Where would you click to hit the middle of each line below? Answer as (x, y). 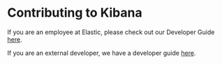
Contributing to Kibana (75, 13)
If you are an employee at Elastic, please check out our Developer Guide (111, 32)
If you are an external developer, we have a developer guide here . (102, 53)
